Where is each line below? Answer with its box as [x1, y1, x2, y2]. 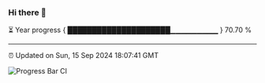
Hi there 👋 [8, 7, 47, 18]
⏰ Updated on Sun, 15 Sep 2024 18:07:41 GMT [8, 51, 159, 60]
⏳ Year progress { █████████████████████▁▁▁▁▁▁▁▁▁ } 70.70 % [8, 25, 252, 34]
